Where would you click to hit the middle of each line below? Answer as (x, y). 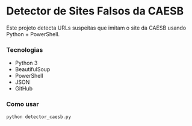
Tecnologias (25, 49)
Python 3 (26, 63)
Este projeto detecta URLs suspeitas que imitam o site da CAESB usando (96, 28)
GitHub (24, 89)
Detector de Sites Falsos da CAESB (95, 11)
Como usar (23, 104)
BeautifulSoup (33, 69)
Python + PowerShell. (33, 34)
